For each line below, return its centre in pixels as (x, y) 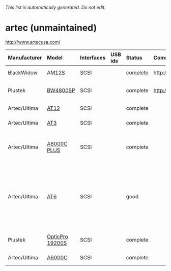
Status (134, 57)
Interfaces (93, 57)
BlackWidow (23, 72)
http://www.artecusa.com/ (33, 42)
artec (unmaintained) (51, 28)
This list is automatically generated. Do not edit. (55, 7)
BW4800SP (61, 90)
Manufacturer (25, 57)
